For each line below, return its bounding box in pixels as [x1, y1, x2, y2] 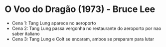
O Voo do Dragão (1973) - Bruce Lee [4, 3, 156, 15]
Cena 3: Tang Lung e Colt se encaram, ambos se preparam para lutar [11, 36, 155, 42]
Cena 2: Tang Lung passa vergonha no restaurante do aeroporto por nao [11, 25, 162, 31]
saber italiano [11, 30, 40, 36]
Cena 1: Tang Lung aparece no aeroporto [11, 20, 96, 26]
